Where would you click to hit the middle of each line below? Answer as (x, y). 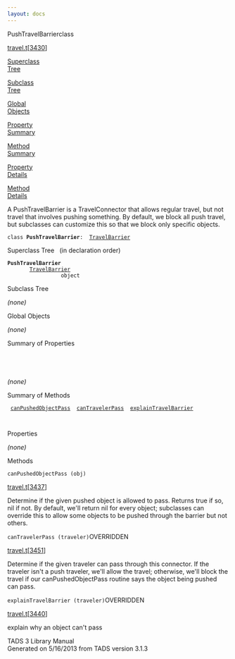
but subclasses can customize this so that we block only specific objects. (114, 224)
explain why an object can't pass (55, 627)
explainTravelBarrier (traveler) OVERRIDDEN (76, 600)
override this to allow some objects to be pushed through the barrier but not (117, 515)
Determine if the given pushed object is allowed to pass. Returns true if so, (115, 500)
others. (18, 523)
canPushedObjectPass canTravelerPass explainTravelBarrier (102, 408)
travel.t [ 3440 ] (27, 613)
